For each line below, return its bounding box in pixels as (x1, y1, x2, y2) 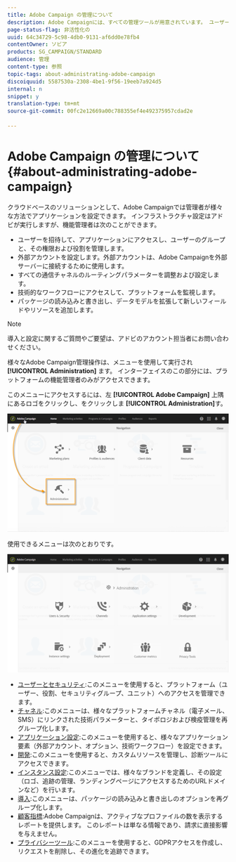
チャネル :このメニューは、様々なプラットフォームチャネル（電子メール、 (17, 707, 229, 715)
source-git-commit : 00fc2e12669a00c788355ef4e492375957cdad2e (7, 107, 193, 115)
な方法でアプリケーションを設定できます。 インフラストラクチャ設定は (7, 211, 211, 220)
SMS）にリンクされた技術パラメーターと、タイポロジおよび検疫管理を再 (17, 715, 228, 724)
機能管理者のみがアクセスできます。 (50, 375, 155, 384)
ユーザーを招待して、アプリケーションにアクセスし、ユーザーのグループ (17, 235, 226, 244)
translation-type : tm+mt (7, 100, 80, 107)
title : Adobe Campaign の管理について (7, 11, 114, 18)
